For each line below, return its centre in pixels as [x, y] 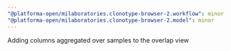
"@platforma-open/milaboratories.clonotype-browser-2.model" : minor [111, 20]
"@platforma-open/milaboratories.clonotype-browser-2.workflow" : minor [116, 14]
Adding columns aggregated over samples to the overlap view [98, 40]
